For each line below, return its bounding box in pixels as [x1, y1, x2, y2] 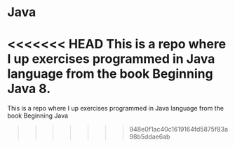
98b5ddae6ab [129, 132, 170, 141]
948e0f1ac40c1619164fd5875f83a [129, 125, 229, 134]
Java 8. [7, 81, 51, 97]
